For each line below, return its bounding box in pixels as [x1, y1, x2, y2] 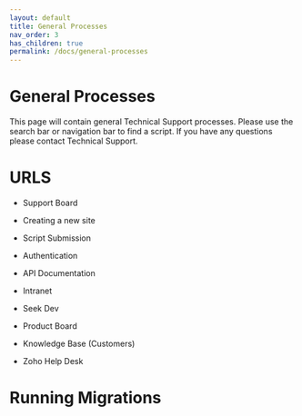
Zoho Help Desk [22, 356, 84, 366]
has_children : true [9, 38, 84, 48]
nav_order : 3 [9, 30, 59, 39]
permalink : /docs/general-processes [9, 47, 148, 56]
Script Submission [22, 233, 91, 243]
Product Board [22, 321, 77, 332]
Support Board [22, 197, 78, 208]
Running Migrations [9, 388, 162, 409]
